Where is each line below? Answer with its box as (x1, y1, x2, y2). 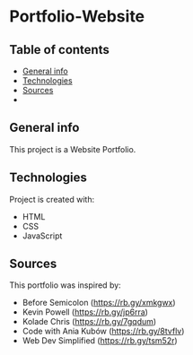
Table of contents (9, 42, 110, 57)
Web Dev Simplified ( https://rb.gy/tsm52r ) (22, 335, 178, 346)
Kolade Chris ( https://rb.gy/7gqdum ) (22, 316, 157, 327)
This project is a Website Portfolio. (9, 143, 136, 154)
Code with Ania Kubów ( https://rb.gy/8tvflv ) (22, 325, 185, 337)
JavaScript (22, 230, 63, 241)
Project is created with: (9, 194, 95, 204)
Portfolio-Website (9, 6, 145, 27)
